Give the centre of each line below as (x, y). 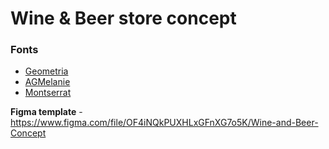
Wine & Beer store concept (123, 18)
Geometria (46, 71)
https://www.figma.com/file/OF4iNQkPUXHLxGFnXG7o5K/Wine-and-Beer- (164, 123)
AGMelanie (47, 82)
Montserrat (48, 93)
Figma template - (46, 112)
